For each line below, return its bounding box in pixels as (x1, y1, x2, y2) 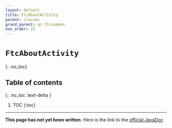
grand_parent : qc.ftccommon (5, 22, 66, 27)
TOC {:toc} (12, 102, 36, 108)
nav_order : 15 (5, 27, 36, 32)
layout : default (5, 7, 40, 13)
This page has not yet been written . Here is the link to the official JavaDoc (5, 116, 164, 123)
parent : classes (5, 17, 40, 22)
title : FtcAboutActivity (5, 12, 58, 17)
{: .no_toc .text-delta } (5, 92, 52, 98)
